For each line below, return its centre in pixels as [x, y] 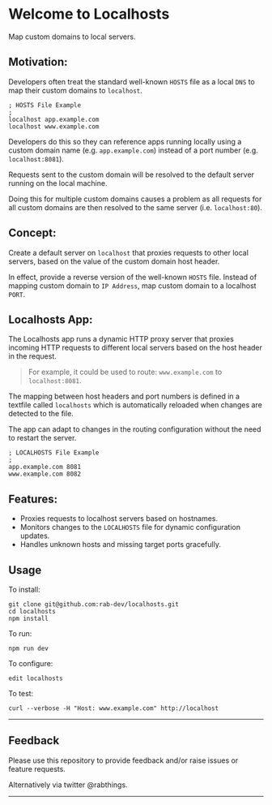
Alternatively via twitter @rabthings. [68, 785]
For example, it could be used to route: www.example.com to [125, 372]
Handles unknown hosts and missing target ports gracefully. [120, 545]
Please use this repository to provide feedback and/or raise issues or [123, 760]
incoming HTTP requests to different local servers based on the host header [136, 348]
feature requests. [37, 768]
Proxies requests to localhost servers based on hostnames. [119, 519]
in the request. [32, 356]
